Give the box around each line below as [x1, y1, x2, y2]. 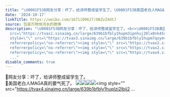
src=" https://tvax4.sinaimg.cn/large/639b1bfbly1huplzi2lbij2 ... [5, 86, 135, 92]
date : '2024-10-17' [5, 12, 47, 17]
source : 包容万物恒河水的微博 [5, 21, 62, 27]
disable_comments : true [5, 59, 56, 64]
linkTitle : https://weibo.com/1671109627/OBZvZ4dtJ [5, 17, 116, 22]
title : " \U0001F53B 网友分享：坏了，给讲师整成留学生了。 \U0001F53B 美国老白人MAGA [5, 7, 164, 13]
